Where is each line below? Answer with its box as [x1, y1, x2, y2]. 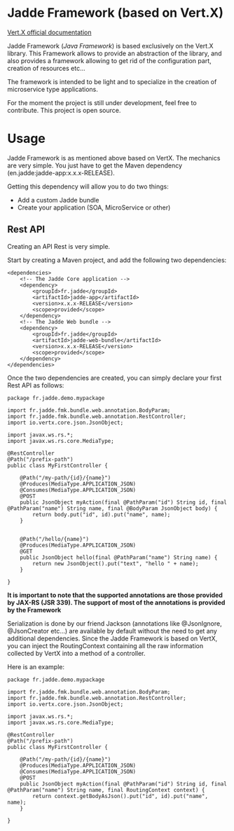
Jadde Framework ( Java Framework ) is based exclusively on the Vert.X [7, 41, 214, 50]
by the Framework [7, 605, 62, 614]
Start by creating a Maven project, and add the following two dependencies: [7, 256, 227, 264]
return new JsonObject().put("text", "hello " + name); [32, 560, 199, 567]
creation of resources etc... [7, 64, 85, 72]
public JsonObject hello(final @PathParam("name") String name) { [20, 554, 218, 561]
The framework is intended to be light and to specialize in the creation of [7, 77, 217, 85]
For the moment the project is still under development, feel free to [7, 98, 198, 107]
